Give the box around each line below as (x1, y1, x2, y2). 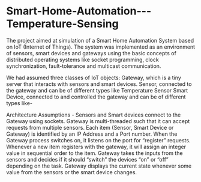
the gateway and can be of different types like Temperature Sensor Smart (6, 86, 188, 94)
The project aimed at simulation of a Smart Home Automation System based (6, 37, 194, 44)
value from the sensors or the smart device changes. (6, 168, 137, 175)
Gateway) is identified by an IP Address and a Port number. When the (6, 130, 178, 138)
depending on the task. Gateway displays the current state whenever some (6, 162, 192, 169)
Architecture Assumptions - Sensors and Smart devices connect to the (6, 111, 181, 118)
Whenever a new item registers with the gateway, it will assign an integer (6, 143, 187, 150)
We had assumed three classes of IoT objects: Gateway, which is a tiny (6, 74, 181, 81)
